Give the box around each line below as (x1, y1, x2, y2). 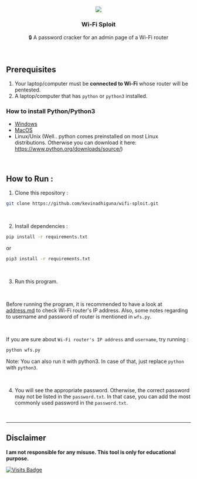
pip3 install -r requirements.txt (6, 256, 91, 261)
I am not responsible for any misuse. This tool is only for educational (6, 449, 176, 456)
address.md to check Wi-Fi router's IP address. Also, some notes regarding (6, 307, 188, 314)
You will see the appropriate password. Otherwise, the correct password (14, 386, 190, 393)
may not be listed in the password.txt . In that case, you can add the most (14, 393, 191, 400)
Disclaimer (6, 433, 46, 443)
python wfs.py (6, 347, 41, 353)
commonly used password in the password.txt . (14, 399, 128, 406)
